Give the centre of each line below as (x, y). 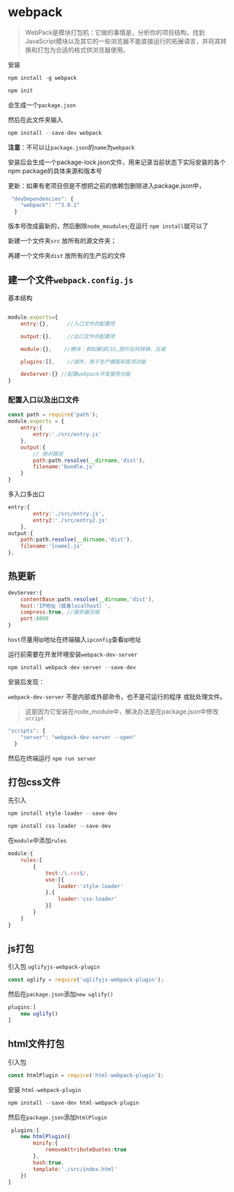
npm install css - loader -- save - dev (60, 826)
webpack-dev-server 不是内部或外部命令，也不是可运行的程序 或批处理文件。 (117, 697)
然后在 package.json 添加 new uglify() (61, 994)
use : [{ (55, 880)
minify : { (46, 1143)
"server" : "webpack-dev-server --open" (78, 737)
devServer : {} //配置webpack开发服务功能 (76, 375)
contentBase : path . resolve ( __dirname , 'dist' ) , (88, 599)
